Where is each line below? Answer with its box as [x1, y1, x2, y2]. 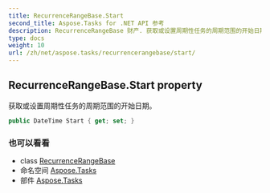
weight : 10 [8, 42, 45, 50]
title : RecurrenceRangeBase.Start [8, 11, 125, 20]
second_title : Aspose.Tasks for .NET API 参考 [8, 19, 165, 27]
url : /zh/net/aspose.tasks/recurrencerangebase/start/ [8, 49, 196, 57]
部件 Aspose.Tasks [19, 175, 83, 185]
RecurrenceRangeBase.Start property [8, 78, 202, 92]
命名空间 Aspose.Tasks [19, 165, 97, 175]
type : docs [8, 34, 45, 42]
